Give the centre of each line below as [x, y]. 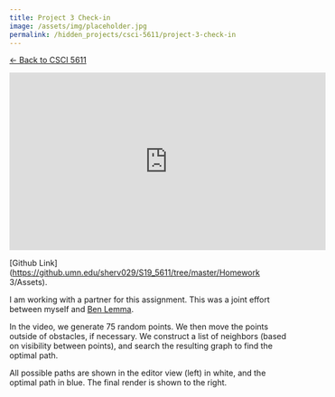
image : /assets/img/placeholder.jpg [78, 26]
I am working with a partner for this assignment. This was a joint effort [140, 300]
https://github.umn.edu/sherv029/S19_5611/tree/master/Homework [136, 272]
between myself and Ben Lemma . [71, 309]
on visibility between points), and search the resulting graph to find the [141, 346]
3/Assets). [28, 282]
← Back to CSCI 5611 [48, 60]
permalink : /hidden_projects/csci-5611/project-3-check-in [123, 34]
